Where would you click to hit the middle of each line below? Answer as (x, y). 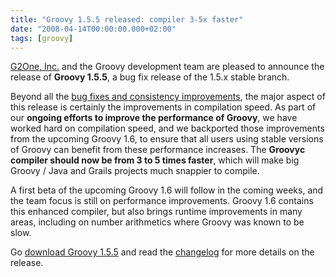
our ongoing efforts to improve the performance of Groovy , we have (154, 118)
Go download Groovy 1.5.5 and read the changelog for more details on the (162, 252)
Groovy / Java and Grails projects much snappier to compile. (135, 171)
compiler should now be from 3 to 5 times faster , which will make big (155, 160)
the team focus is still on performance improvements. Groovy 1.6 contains (162, 201)
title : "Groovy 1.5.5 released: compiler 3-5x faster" (127, 19)
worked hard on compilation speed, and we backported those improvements (167, 128)
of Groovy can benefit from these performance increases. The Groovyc (158, 150)
